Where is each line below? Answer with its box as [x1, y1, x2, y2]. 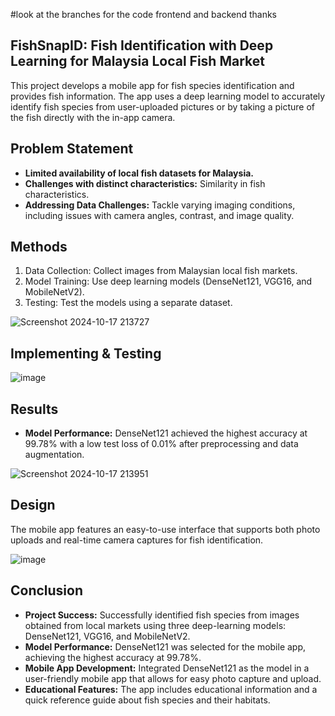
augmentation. [24, 449, 85, 461]
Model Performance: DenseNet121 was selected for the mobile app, [24, 640, 307, 653]
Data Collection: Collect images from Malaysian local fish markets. [24, 265, 298, 277]
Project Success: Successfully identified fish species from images [24, 609, 300, 621]
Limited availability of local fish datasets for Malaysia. [24, 167, 254, 179]
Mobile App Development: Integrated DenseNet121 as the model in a [24, 662, 310, 674]
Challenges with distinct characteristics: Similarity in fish [24, 177, 266, 189]
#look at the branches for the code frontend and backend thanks [10, 9, 278, 20]
